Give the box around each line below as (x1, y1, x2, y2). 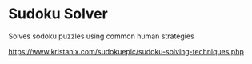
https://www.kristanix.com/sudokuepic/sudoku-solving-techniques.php (8, 46, 244, 56)
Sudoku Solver (8, 5, 108, 23)
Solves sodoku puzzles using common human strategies (8, 31, 194, 41)
